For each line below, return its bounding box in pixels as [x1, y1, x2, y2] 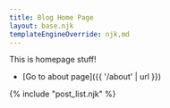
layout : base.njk [9, 21, 74, 30]
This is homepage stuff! [9, 54, 97, 65]
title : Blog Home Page [9, 12, 94, 22]
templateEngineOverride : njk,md [9, 29, 130, 38]
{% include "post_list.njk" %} [9, 88, 116, 99]
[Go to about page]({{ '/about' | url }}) [21, 71, 162, 82]
